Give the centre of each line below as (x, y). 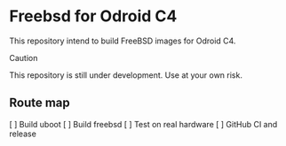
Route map (40, 103)
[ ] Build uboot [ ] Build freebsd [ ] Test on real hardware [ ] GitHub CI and (143, 124)
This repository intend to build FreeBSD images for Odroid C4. (123, 41)
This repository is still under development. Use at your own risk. (126, 75)
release (23, 134)
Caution (24, 58)
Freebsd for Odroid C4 (93, 16)
